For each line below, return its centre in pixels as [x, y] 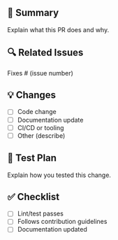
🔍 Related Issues [45, 53]
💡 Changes [32, 95]
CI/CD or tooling [40, 127]
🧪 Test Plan [32, 158]
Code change [37, 112]
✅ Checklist [34, 197]
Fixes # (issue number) [40, 73]
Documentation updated [52, 230]
